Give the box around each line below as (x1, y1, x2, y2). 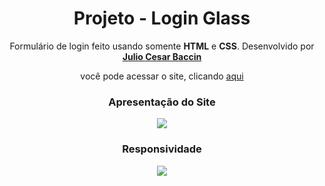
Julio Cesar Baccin (122, 50, 202, 62)
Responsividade (122, 142, 202, 156)
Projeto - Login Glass (73, 7, 251, 30)
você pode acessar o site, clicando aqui (80, 70, 244, 82)
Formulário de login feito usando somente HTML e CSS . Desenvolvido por (9, 40, 315, 52)
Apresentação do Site (108, 95, 216, 109)
